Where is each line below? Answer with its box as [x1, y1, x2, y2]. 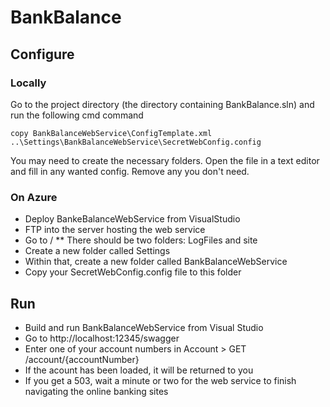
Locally [10, 76, 47, 90]
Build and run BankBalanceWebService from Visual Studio [24, 321, 264, 333]
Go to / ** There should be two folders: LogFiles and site [24, 234, 258, 246]
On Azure [10, 190, 58, 204]
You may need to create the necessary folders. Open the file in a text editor [10, 154, 320, 166]
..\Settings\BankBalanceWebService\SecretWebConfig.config [10, 137, 262, 147]
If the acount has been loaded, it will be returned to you [24, 364, 254, 376]
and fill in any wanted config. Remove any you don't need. [10, 165, 250, 177]
